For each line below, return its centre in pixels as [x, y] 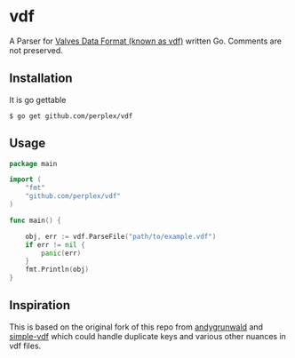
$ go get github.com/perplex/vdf [71, 116]
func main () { [36, 220]
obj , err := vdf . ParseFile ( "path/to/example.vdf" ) [121, 236]
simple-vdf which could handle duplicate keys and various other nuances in [148, 336]
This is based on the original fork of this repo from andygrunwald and [136, 327]
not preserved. [36, 50]
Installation [41, 79]
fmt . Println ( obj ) [57, 270]
